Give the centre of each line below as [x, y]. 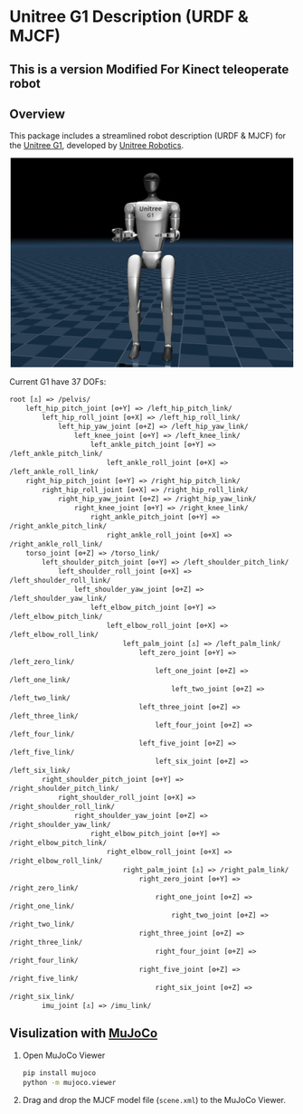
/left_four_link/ [42, 735]
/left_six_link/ [40, 771]
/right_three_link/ [46, 943]
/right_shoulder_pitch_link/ [64, 789]
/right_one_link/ [42, 907]
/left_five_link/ [42, 753]
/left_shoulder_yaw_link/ [58, 599]
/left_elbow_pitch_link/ [56, 617]
